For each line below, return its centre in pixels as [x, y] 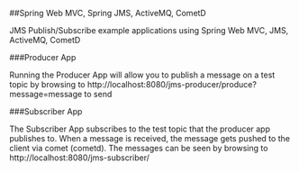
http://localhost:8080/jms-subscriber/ [80, 158]
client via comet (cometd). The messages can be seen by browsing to [139, 148]
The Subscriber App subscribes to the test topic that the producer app [140, 129]
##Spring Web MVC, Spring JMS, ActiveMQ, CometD [108, 13]
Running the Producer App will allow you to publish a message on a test [142, 75]
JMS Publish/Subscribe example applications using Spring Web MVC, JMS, [149, 30]
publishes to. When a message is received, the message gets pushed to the [150, 138]
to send [98, 94]
